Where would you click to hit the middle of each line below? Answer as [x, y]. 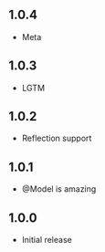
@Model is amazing [59, 189]
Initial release [47, 240]
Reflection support [57, 138]
